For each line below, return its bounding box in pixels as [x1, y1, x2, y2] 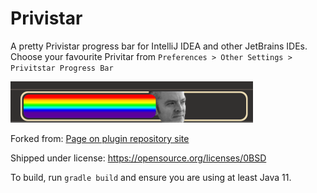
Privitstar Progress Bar [10, 63, 114, 73]
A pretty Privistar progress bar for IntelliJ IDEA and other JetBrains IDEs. [10, 40, 308, 52]
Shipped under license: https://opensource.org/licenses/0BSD [10, 152, 267, 164]
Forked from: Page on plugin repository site [10, 132, 190, 144]
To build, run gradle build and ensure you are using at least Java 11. [10, 171, 292, 183]
